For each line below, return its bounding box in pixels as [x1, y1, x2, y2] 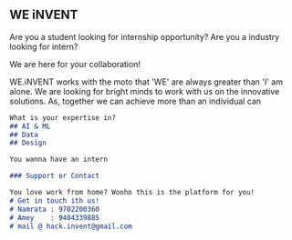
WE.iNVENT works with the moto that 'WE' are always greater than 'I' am [9, 76, 283, 87]
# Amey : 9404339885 [9, 213, 100, 222]
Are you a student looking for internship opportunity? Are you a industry [9, 31, 280, 42]
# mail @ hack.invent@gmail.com [9, 222, 132, 231]
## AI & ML [9, 122, 51, 131]
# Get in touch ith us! [9, 195, 100, 205]
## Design [9, 138, 47, 148]
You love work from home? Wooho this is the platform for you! [9, 188, 255, 197]
